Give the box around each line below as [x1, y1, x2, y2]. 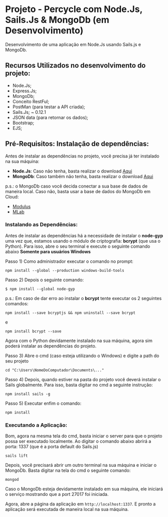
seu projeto [5, 358, 29, 364]
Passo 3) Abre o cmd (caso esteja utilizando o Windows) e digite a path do [5, 353, 159, 359]
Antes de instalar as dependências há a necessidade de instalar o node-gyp [5, 232, 163, 239]
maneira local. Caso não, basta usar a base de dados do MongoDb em [5, 188, 151, 194]
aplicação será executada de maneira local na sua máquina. [5, 506, 129, 512]
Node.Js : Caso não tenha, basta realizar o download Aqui [12, 168, 132, 174]
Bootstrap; [12, 119, 35, 126]
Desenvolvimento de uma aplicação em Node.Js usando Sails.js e [5, 41, 141, 47]
